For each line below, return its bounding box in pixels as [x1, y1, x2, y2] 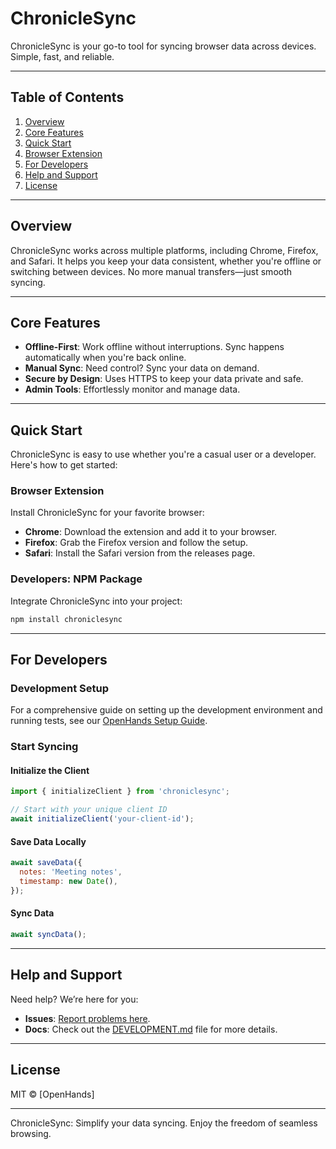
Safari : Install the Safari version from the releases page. [24, 547, 256, 559]
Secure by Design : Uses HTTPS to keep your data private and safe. [24, 373, 304, 385]
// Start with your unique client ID [10, 805, 168, 815]
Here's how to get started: [10, 459, 118, 471]
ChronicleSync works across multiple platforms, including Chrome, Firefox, [10, 244, 319, 256]
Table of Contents [10, 89, 125, 106]
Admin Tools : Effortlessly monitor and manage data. [24, 383, 241, 396]
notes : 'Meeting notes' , [19, 867, 123, 877]
